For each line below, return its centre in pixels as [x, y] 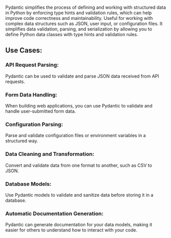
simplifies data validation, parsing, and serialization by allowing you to [79, 29]
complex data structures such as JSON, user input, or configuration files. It [84, 23]
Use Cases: [24, 50]
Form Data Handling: [31, 95]
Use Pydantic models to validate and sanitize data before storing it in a [79, 195]
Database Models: [29, 184]
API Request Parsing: [32, 65]
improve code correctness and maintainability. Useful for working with [79, 18]
